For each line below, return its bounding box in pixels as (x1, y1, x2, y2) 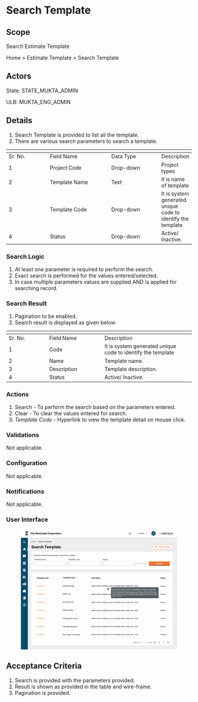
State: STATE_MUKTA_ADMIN (6, 87, 78, 94)
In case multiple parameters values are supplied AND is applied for (14, 278, 177, 285)
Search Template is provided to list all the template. (14, 131, 140, 138)
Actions (6, 390, 29, 398)
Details (6, 116, 32, 126)
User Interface (6, 515, 48, 524)
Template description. (104, 365, 157, 372)
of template (161, 181, 189, 189)
